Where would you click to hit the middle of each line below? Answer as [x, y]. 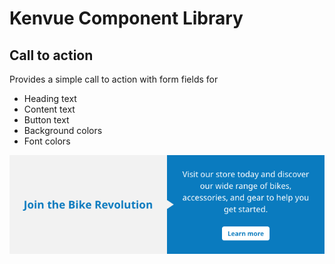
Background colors [63, 130]
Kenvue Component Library [126, 18]
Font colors [47, 141]
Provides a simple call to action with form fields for [114, 79]
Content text [49, 109]
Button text [46, 120]
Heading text [50, 98]
